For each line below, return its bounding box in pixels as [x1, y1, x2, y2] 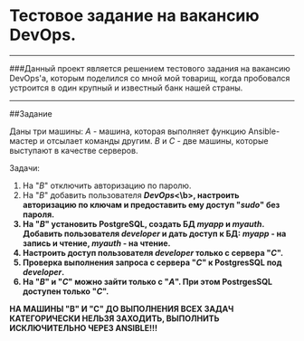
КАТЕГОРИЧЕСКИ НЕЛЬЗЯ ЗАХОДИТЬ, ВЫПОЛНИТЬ [9, 313, 220, 324]
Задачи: [9, 162, 41, 173]
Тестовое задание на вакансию [9, 5, 260, 26]
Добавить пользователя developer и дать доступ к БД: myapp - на [22, 228, 287, 239]
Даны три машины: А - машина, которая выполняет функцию [9, 126, 247, 137]
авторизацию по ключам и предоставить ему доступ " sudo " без [22, 199, 280, 210]
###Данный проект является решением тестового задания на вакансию [9, 62, 291, 73]
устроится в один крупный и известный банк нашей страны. [9, 82, 243, 93]
